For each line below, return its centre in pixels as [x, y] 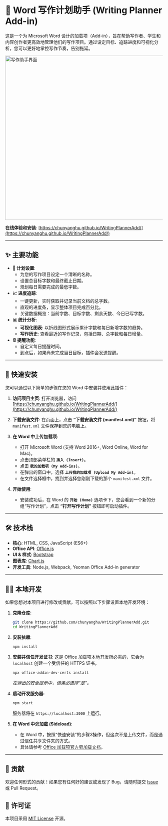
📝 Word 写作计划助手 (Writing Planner [84, 10]
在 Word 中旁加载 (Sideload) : [42, 724]
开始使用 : [22, 489]
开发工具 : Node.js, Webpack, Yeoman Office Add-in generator [76, 567]
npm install [25, 647]
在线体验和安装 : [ [23, 227]
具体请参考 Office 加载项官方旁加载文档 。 [62, 747]
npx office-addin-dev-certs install [50, 672]
